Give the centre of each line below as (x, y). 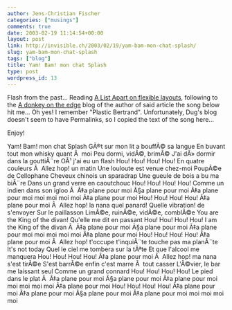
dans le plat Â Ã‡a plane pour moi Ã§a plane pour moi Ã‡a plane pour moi (113, 279)
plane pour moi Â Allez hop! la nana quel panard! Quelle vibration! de (106, 206)
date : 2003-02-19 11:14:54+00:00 (55, 33)
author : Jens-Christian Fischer (54, 13)
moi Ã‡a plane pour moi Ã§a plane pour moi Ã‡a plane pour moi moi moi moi (115, 293)
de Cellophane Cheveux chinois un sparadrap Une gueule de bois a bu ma (113, 176)
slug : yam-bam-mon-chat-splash (52, 53)
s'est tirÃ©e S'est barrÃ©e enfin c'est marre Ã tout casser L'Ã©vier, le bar (114, 264)
